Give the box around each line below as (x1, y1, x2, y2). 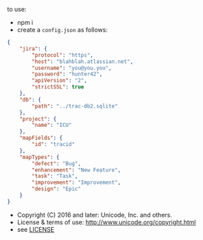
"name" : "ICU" (32, 122, 72, 129)
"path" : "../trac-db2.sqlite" (32, 102, 118, 110)
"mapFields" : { (19, 134, 63, 142)
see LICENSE (16, 225, 55, 233)
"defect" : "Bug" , (32, 160, 81, 167)
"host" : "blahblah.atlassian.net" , (32, 58, 134, 65)
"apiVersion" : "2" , (32, 77, 88, 84)
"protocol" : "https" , (32, 51, 94, 58)
